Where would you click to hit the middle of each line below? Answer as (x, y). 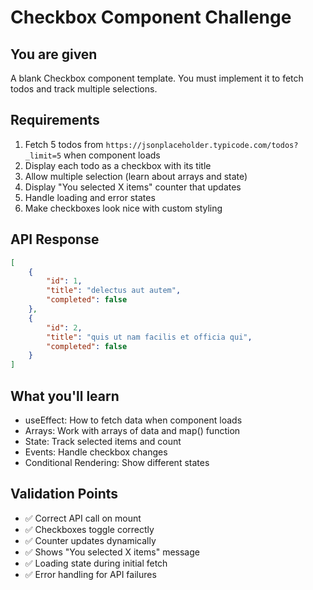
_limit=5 (43, 156)
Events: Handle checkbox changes (96, 452)
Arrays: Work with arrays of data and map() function (132, 430)
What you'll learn (65, 396)
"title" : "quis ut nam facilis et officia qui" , (149, 337)
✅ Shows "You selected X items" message (112, 552)
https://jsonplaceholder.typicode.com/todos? (202, 145)
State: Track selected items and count (103, 441)
